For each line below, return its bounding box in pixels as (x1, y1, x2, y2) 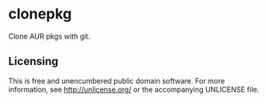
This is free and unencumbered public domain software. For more (8, 75, 225, 85)
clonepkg (8, 5, 72, 23)
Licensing (8, 55, 59, 68)
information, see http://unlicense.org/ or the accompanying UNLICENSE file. (8, 84, 260, 94)
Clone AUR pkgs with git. (8, 31, 91, 41)
